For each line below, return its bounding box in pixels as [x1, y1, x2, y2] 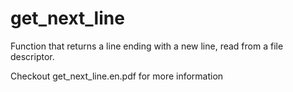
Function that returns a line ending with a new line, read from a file [10, 40, 284, 52]
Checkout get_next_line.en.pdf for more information [10, 70, 224, 82]
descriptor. [10, 50, 55, 62]
